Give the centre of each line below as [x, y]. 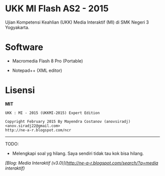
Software [24, 47]
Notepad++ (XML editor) [37, 70]
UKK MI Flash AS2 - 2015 [57, 9]
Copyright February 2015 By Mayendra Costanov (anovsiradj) [68, 121]
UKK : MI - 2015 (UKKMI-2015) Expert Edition [52, 113]
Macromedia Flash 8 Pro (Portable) [48, 61]
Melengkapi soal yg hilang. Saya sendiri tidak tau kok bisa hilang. [78, 153]
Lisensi [20, 90]
